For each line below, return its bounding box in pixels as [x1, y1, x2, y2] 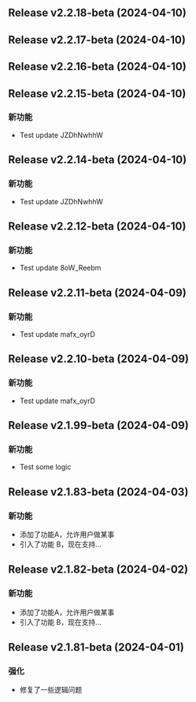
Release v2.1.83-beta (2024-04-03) [8, 485, 189, 498]
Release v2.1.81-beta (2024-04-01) [8, 640, 185, 654]
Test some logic [19, 462, 72, 472]
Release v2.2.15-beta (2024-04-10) [8, 87, 187, 100]
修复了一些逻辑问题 [19, 685, 83, 695]
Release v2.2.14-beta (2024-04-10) [8, 153, 187, 166]
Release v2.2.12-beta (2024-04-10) [8, 219, 187, 233]
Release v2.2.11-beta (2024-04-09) [8, 286, 187, 299]
